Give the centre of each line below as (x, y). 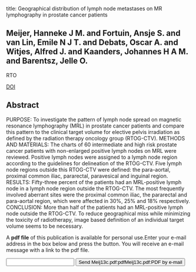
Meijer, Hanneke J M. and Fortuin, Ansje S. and (93, 33)
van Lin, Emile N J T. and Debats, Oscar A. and (92, 43)
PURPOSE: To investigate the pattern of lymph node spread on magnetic (94, 119)
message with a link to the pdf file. (48, 250)
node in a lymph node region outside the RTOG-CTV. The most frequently (95, 188)
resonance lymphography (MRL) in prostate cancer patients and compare (95, 126)
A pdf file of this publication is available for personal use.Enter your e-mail (96, 237)
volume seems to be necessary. (45, 226)
